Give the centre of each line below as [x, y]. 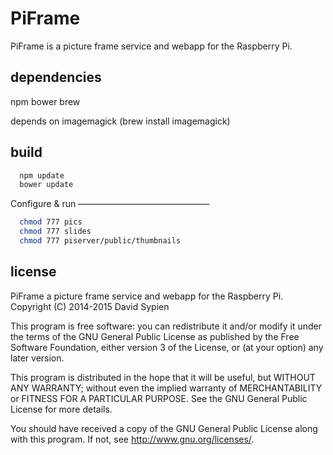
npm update [42, 175]
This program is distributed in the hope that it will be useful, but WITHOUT [163, 377]
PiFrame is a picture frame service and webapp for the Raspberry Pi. [151, 46]
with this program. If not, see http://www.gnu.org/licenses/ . [132, 439]
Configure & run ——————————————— [110, 204]
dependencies [56, 77]
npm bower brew [45, 101]
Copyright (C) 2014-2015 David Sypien [90, 306]
